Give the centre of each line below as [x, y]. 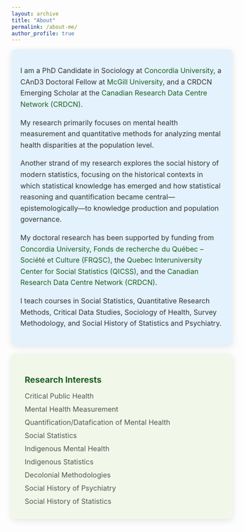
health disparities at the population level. [87, 145]
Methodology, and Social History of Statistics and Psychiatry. [121, 324]
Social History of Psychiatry [70, 488]
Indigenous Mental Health [67, 448]
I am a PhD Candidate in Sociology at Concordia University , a [121, 71]
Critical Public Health [59, 396]
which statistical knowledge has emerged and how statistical [121, 185]
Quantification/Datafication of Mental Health [97, 422]
